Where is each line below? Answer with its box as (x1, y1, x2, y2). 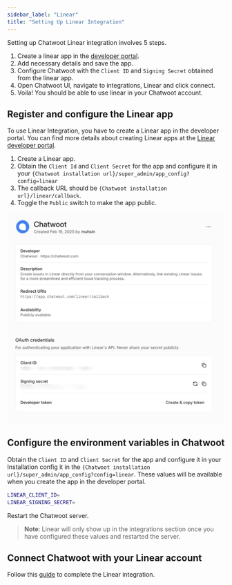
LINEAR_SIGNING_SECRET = (7, 499, 76, 506)
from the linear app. (17, 73, 74, 82)
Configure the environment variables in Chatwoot (7, 437, 225, 449)
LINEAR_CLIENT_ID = (7, 491, 60, 499)
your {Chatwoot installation (17, 169, 100, 178)
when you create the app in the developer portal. (7, 477, 146, 486)
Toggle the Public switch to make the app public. (17, 199, 157, 207)
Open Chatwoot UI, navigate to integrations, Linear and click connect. (17, 81, 215, 89)
